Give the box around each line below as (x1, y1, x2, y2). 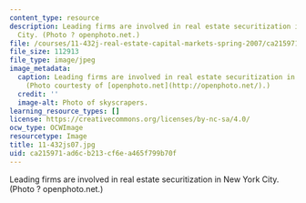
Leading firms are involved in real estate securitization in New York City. (9, 174, 280, 185)
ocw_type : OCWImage (9, 124, 84, 133)
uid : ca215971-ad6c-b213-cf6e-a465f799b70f (9, 148, 178, 157)
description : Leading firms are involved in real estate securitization (9, 22, 291, 31)
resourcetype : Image (9, 132, 88, 141)
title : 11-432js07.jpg (9, 140, 96, 149)
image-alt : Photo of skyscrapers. (17, 97, 148, 107)
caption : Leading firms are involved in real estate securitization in (17, 73, 296, 82)
